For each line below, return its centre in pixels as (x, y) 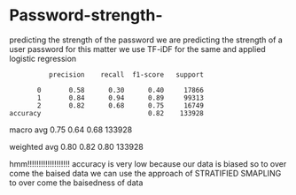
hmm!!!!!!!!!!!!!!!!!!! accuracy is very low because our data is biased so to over (148, 163)
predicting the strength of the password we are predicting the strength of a (146, 40)
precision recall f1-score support (126, 75)
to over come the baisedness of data (76, 183)
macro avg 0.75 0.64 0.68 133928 (71, 130)
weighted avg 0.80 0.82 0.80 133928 (76, 146)
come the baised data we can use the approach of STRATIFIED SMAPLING (145, 173)
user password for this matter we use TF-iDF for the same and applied (137, 49)
